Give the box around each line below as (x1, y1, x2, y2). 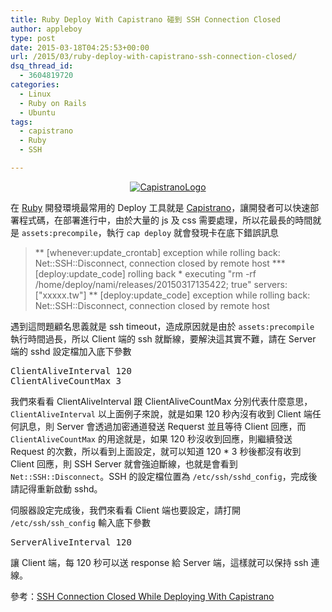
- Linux (19, 89, 52, 99)
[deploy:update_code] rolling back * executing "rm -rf (34, 267, 257, 280)
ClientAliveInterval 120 (10, 365, 132, 376)
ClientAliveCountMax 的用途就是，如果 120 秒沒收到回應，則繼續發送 (10, 432, 293, 445)
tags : (10, 117, 33, 127)
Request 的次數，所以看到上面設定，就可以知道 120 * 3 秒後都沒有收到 (10, 445, 302, 457)
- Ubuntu (19, 107, 56, 118)
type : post (10, 33, 56, 43)
